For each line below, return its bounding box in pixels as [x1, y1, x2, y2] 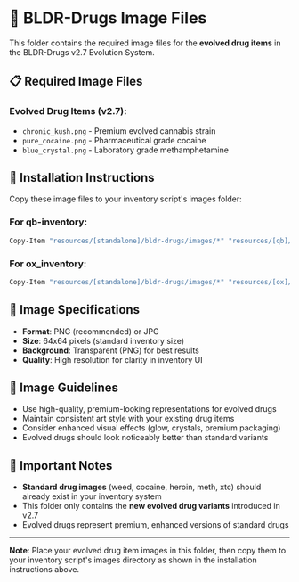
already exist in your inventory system [21, 491, 162, 502]
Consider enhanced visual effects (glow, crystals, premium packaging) [21, 422, 281, 433]
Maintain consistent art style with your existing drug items [21, 414, 235, 424]
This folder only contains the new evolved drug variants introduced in [21, 501, 280, 512]
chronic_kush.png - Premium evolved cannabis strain [21, 125, 216, 136]
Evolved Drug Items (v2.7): [9, 105, 127, 118]
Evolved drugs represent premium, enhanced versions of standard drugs [21, 520, 289, 530]
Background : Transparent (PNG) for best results [21, 345, 200, 356]
